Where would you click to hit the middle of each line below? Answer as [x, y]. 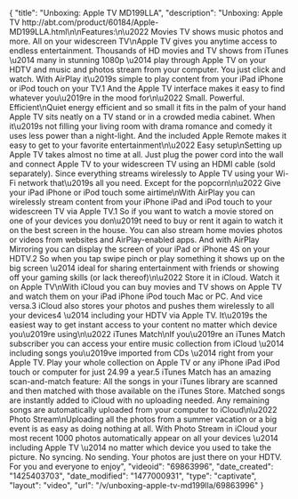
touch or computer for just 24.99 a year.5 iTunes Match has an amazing [140, 372]
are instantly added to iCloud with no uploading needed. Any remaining [139, 400]
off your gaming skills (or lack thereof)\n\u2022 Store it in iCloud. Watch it [145, 278]
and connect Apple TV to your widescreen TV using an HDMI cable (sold [142, 164]
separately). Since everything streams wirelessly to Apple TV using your [141, 173]
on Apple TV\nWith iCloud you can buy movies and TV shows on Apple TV [146, 287]
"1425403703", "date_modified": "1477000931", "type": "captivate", [133, 476]
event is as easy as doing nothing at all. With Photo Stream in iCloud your [143, 429]
